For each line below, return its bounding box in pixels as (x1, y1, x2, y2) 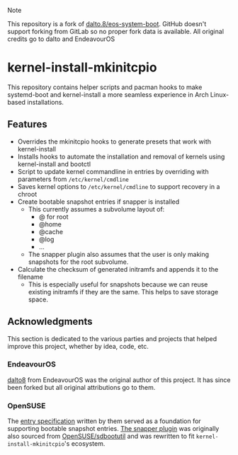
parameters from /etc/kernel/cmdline (17, 175, 129, 183)
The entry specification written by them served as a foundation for (7, 417, 201, 425)
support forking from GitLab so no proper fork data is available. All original (7, 28, 225, 35)
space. (28, 295, 48, 304)
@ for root (38, 212, 69, 221)
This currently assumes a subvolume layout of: (28, 205, 165, 213)
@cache (38, 227, 64, 236)
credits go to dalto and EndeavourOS (7, 35, 115, 43)
